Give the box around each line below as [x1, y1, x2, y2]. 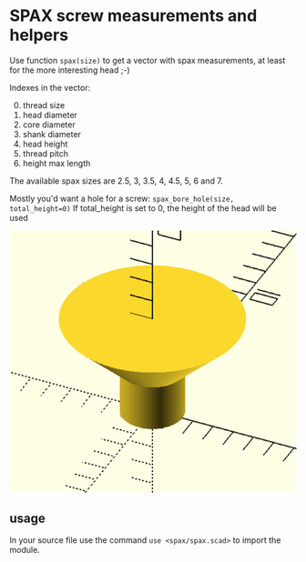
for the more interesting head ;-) [9, 65, 130, 75]
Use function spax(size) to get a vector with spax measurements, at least [9, 55, 286, 65]
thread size [22, 99, 66, 110]
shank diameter [22, 128, 82, 139]
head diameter [22, 109, 77, 120]
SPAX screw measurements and [9, 5, 258, 26]
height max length [22, 157, 91, 168]
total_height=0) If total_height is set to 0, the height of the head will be [9, 202, 277, 214]
